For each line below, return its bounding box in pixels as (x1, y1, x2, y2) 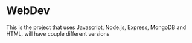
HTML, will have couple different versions (6, 30, 110, 37)
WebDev (6, 4, 50, 18)
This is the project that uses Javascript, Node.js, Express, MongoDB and (6, 24, 187, 31)
